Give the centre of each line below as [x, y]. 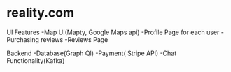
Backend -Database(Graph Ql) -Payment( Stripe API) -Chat [92, 53]
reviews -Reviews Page [74, 39]
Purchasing [23, 39]
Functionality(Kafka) [36, 60]
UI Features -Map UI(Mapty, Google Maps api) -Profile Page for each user [113, 32]
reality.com [41, 13]
